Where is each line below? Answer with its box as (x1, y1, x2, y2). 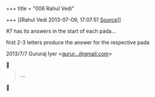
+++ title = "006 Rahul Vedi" (6, 5, 75, 12)
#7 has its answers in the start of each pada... (6, 27, 116, 34)
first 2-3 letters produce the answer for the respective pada (6, 39, 150, 46)
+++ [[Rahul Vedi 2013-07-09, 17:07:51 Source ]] (6, 16, 121, 23)
